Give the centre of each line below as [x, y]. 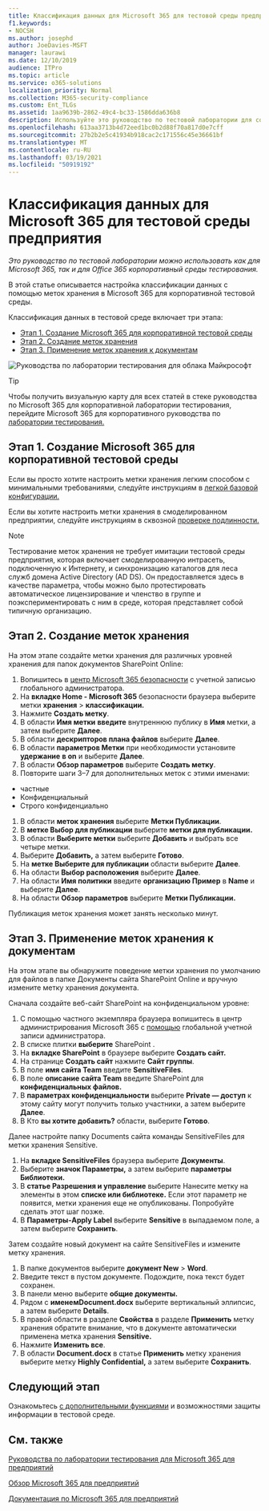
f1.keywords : [30, 23]
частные [34, 788]
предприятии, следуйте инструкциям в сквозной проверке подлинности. [134, 520]
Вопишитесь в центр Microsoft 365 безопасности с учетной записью [138, 679]
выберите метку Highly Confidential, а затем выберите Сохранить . [136, 1362]
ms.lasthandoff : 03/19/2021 [55, 157]
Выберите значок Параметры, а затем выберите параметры [126, 1169]
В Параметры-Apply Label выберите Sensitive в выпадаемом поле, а [140, 1220]
